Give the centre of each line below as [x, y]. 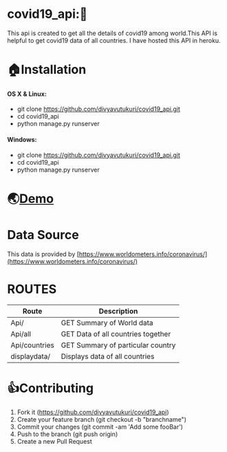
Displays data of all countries [108, 356]
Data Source [43, 235]
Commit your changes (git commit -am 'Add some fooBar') [100, 427]
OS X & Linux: [27, 94]
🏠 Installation [47, 70]
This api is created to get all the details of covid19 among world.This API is [112, 33]
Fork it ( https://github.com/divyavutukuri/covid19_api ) [93, 412]
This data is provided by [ [43, 254]
